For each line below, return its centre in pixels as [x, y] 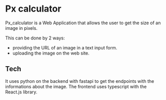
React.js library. [21, 92]
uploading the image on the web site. [51, 53]
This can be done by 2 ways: [35, 38]
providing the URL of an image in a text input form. [65, 47]
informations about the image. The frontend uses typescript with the [76, 86]
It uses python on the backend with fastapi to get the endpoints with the [80, 81]
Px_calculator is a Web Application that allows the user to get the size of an [83, 23]
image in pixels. [21, 28]
